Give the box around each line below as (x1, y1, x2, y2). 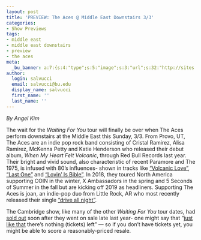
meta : (6, 59, 20, 65)
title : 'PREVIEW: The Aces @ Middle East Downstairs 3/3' (6, 14, 154, 20)
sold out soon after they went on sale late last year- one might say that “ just (6, 214, 193, 221)
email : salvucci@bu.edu (11, 82, 71, 88)
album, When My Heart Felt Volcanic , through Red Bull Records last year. (6, 151, 187, 159)
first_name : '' (11, 92, 50, 98)
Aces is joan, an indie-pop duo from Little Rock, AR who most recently (6, 190, 180, 197)
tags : (6, 31, 20, 37)
